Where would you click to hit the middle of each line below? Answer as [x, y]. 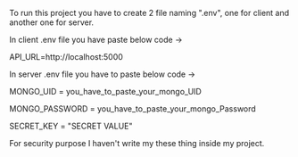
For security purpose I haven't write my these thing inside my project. [137, 143]
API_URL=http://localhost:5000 [66, 57]
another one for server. [52, 22]
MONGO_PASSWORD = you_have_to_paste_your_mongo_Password [132, 109]
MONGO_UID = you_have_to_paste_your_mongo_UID [106, 91]
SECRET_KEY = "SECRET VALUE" [71, 126]
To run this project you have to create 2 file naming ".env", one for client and [149, 13]
